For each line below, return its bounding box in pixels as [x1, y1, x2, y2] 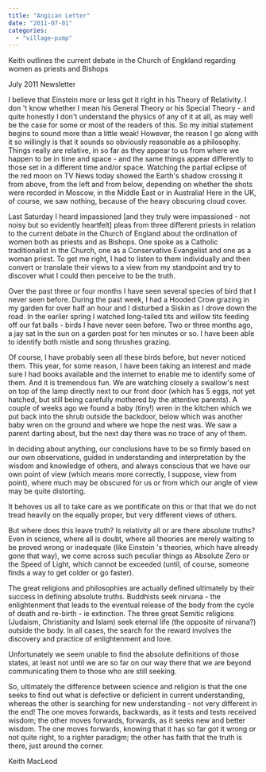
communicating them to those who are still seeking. [8, 666, 177, 676]
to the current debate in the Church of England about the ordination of [8, 228, 238, 239]
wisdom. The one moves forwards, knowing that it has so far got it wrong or [8, 724, 256, 734]
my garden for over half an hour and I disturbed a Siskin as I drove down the [8, 303, 257, 313]
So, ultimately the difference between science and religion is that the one [8, 682, 248, 692]
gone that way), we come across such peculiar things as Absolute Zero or [8, 551, 250, 561]
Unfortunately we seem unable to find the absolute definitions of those [8, 649, 240, 659]
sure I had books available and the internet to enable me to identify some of [8, 369, 256, 379]
